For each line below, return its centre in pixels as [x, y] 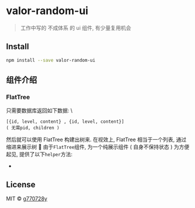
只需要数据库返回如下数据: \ [40, 110]
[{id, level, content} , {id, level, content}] [65, 122]
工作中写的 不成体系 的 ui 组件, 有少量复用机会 [76, 28]
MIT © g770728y [27, 199]
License [21, 184]
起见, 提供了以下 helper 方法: [39, 155]
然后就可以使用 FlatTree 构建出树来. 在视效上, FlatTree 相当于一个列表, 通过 [96, 140]
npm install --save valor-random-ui [51, 60]
